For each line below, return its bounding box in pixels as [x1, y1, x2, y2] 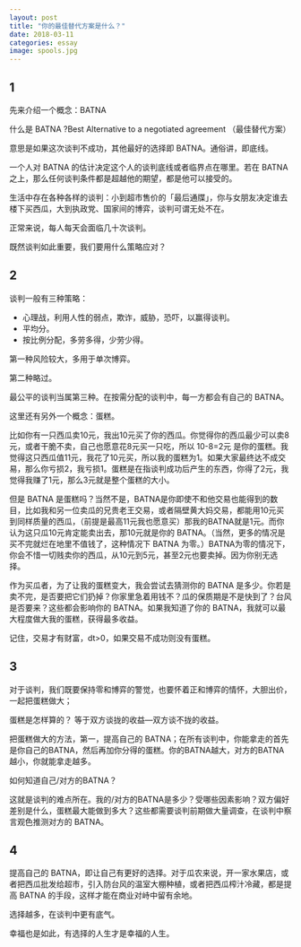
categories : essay [9, 38, 78, 48]
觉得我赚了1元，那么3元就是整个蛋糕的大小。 [9, 474, 175, 485]
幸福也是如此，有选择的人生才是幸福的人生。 [9, 928, 175, 939]
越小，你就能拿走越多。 [9, 755, 96, 767]
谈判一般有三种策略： [9, 292, 88, 303]
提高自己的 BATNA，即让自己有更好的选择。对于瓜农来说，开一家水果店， [9, 867, 281, 879]
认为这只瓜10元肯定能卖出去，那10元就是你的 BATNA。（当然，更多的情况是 [9, 526, 286, 538]
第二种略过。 [9, 372, 56, 383]
